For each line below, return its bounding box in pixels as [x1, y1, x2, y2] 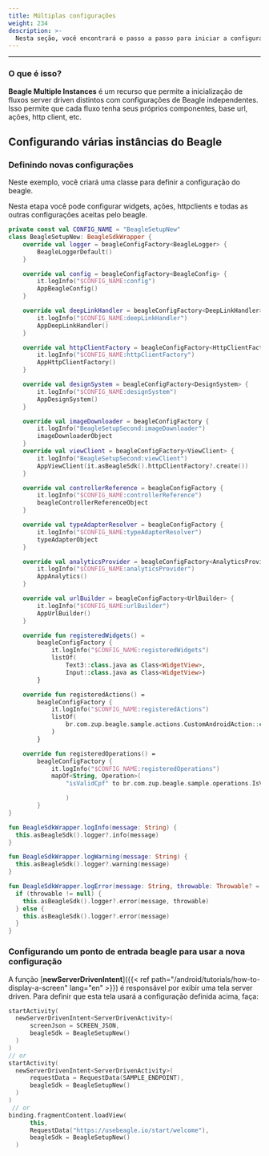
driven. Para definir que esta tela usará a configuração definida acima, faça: [8, 992, 259, 1001]
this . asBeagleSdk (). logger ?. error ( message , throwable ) [22, 897, 210, 905]
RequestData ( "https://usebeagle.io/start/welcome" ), [29, 1126, 210, 1134]
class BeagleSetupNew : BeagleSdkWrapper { [8, 233, 152, 241]
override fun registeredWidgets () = [22, 631, 146, 639]
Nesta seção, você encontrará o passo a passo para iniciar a [15, 34, 227, 43]
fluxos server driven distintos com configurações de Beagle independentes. [8, 95, 259, 104]
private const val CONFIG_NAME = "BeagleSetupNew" [8, 225, 181, 233]
